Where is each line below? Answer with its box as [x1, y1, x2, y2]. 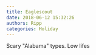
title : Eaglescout [6, 8, 53, 15]
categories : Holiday [6, 25, 59, 32]
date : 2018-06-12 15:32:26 [6, 15, 75, 21]
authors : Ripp [6, 20, 43, 26]
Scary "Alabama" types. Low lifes [6, 42, 90, 50]
